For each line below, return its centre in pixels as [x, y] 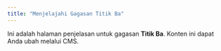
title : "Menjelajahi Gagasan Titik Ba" [66, 14]
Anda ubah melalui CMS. [43, 41]
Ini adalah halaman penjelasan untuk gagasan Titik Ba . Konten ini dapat [111, 34]
